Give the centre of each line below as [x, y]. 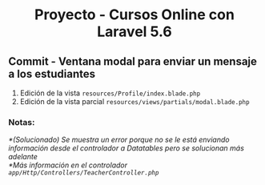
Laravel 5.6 [135, 32]
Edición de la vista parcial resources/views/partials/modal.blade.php [135, 101]
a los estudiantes [52, 74]
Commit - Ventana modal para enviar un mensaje [133, 61]
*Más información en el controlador [68, 165]
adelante [23, 157]
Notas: [22, 122]
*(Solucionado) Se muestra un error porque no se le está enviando [119, 140]
